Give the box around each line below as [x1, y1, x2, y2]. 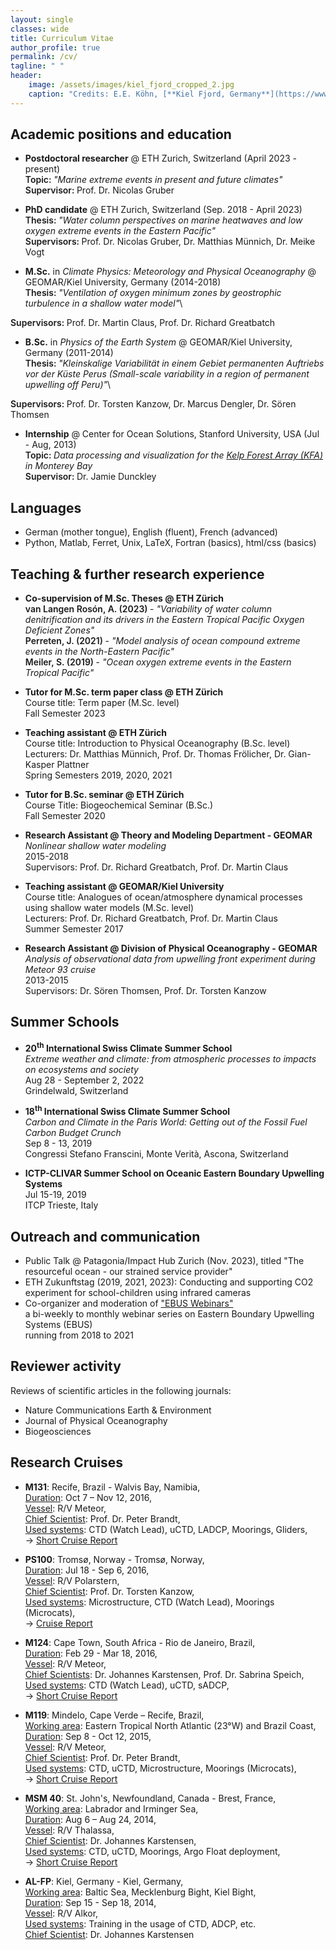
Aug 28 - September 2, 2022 [24, 1074, 145, 1086]
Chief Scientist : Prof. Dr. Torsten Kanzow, [24, 1585, 195, 1597]
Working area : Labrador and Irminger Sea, [24, 1802, 199, 1815]
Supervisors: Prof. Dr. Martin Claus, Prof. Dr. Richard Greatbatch [10, 317, 276, 329]
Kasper [24, 759, 55, 771]
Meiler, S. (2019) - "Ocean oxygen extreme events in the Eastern [24, 656, 292, 668]
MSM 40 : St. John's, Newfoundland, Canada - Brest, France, [24, 1792, 277, 1804]
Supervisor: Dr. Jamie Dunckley [24, 471, 157, 483]
